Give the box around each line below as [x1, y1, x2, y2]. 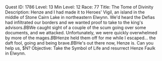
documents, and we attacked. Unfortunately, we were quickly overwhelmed [5, 30, 158, 35]
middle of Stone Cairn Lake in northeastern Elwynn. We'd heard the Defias [5, 15, 155, 20]
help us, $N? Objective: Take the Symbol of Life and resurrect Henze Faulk [5, 46, 156, 51]
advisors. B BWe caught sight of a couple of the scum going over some [5, 25, 146, 30]
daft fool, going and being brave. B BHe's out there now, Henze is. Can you [5, 40, 154, 46]
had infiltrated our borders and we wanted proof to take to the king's [5, 19, 143, 25]
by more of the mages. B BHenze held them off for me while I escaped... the [5, 35, 156, 41]
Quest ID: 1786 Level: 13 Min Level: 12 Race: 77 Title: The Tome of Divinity [5, 4, 154, 10]
